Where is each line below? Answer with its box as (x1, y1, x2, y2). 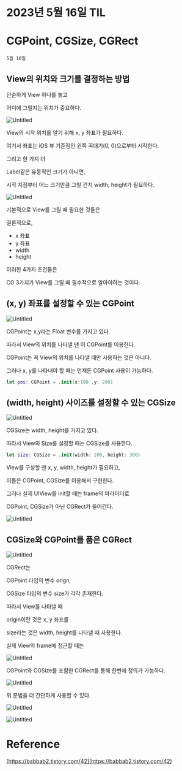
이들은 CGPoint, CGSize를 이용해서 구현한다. (6, 477, 114, 484)
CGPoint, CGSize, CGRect (6, 34, 139, 48)
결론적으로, (6, 219, 33, 226)
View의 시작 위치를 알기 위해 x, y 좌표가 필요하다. (6, 129, 124, 136)
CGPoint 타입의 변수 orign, (6, 577, 71, 584)
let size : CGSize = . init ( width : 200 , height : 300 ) (6, 452, 140, 458)
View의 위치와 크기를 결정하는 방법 (6, 74, 130, 84)
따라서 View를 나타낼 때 (6, 603, 63, 610)
